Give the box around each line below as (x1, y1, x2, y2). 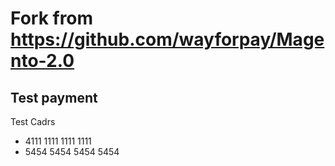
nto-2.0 (10, 50, 75, 72)
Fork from (10, 7, 94, 30)
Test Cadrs (10, 116, 56, 127)
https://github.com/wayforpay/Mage (10, 28, 325, 51)
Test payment (10, 89, 98, 106)
